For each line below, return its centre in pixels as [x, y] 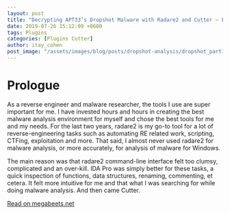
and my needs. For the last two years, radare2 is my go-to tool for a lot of [110, 126]
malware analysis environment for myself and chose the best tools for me [111, 119]
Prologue [34, 85]
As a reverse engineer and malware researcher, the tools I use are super [109, 104]
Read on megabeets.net [41, 203]
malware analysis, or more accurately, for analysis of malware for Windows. [114, 148]
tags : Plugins [27, 32]
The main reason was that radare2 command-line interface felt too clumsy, [113, 161]
